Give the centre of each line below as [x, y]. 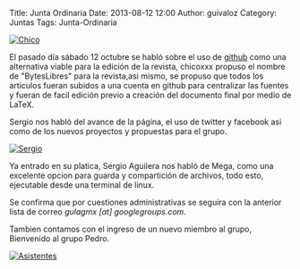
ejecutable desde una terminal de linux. [82, 185]
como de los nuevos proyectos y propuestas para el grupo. [118, 131]
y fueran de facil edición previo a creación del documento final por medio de [150, 95]
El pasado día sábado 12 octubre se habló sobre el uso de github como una [148, 57]
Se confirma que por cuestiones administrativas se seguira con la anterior [146, 202]
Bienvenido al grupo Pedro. [60, 239]
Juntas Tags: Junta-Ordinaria [64, 22]
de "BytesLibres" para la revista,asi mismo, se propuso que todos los [137, 76]
